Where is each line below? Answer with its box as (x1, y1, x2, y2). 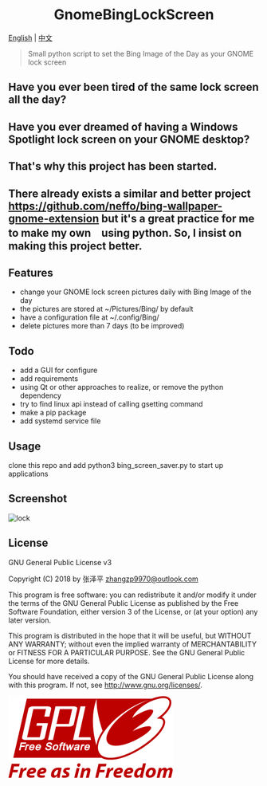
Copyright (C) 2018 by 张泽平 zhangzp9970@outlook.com (8, 574, 199, 584)
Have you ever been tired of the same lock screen (8, 81, 259, 94)
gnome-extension (8, 211, 100, 225)
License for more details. (8, 656, 90, 666)
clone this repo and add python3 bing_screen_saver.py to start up (8, 460, 224, 470)
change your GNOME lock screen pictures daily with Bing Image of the (19, 287, 252, 297)
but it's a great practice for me (100, 211, 255, 225)
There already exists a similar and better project (8, 187, 251, 200)
